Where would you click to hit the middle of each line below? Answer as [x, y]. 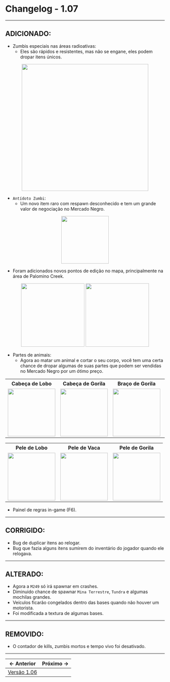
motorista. [23, 608]
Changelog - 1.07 [42, 9]
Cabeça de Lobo [32, 383]
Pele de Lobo [32, 447]
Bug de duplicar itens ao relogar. [47, 543]
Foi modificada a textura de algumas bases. [58, 613]
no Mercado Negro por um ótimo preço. [62, 371]
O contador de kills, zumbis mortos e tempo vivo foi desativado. [79, 646]
